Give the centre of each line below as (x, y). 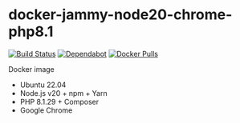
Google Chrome (46, 110)
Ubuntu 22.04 (43, 85)
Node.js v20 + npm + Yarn (63, 93)
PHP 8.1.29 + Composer (59, 101)
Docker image (31, 69)
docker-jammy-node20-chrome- (120, 15)
